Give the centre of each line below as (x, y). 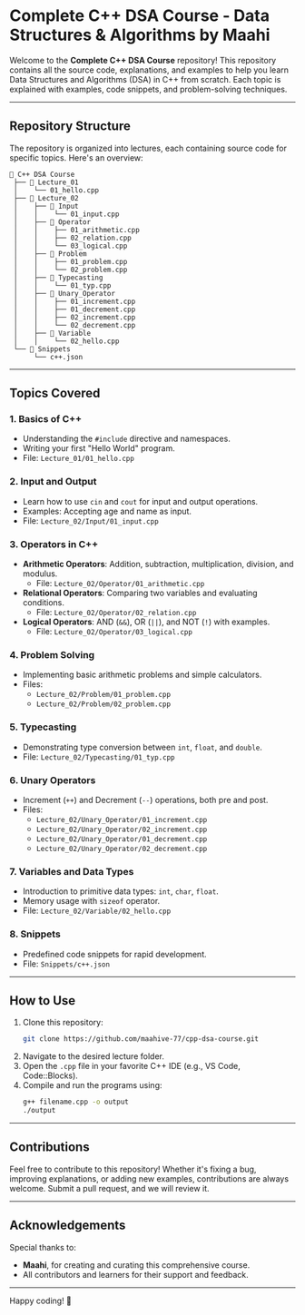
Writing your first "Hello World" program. (98, 448)
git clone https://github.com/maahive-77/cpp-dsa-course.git (141, 1039)
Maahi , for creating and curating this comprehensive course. (136, 1265)
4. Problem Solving (52, 654)
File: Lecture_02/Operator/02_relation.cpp (116, 613)
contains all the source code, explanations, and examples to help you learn (149, 70)
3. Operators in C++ (54, 544)
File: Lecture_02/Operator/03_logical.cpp (114, 632)
